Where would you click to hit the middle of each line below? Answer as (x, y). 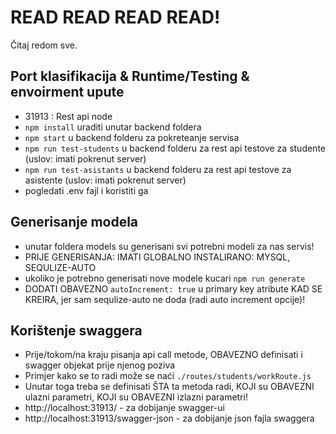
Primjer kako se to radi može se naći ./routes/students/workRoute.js (168, 376)
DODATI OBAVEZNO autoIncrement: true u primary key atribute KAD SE (173, 288)
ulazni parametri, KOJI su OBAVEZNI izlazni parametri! (136, 397)
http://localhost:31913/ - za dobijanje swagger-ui (124, 408)
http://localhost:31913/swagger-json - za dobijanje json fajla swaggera (169, 418)
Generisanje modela (74, 222)
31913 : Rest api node (68, 116)
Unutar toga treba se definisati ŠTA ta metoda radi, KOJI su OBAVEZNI (169, 387)
